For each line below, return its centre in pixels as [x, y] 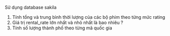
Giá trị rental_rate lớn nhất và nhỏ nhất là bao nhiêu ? [68, 23]
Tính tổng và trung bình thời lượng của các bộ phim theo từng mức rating [89, 17]
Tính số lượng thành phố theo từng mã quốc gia [62, 28]
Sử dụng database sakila [31, 7]
